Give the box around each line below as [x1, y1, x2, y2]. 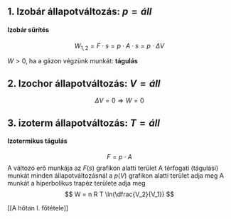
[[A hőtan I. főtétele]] [7, 203, 69, 212]
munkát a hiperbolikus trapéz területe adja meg [7, 178, 146, 187]
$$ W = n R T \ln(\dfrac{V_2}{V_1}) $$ [64, 190, 175, 198]
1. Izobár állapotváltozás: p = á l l [7, 6, 152, 18]
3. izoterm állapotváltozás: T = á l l [7, 117, 160, 129]
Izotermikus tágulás [7, 137, 68, 145]
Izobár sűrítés [7, 25, 50, 34]
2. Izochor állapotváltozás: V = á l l [7, 78, 161, 90]
